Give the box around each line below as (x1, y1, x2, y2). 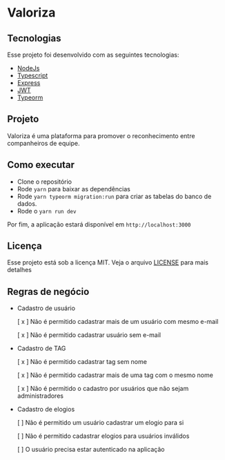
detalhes (7, 266, 32, 274)
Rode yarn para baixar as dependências (17, 184, 131, 193)
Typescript (17, 71, 48, 79)
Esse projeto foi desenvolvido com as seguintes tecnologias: (7, 50, 179, 59)
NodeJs (17, 64, 40, 72)
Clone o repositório (17, 178, 72, 186)
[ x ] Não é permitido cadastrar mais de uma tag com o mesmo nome (17, 371, 214, 379)
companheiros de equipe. (7, 139, 80, 147)
